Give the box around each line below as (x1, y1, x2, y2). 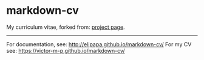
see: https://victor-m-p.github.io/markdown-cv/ (6, 47, 126, 54)
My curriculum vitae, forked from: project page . (6, 23, 126, 31)
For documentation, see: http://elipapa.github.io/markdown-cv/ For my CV (6, 40, 192, 48)
